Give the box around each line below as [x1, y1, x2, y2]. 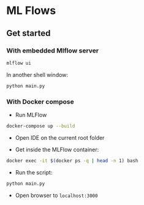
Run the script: [15, 168, 53, 176]
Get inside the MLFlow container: [15, 146, 99, 153]
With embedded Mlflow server [6, 46, 99, 55]
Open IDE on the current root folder [15, 134, 105, 141]
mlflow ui [6, 60, 32, 66]
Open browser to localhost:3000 [15, 192, 98, 199]
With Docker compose [6, 97, 75, 106]
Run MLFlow [15, 111, 47, 118]
